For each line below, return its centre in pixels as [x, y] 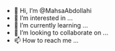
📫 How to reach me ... [46, 40]
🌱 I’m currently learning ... [51, 25]
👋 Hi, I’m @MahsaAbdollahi [53, 11]
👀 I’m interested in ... [43, 18]
